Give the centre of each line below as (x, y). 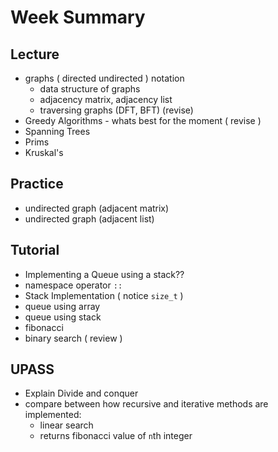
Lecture (35, 54)
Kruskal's (44, 152)
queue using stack (63, 317)
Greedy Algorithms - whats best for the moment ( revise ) (143, 120)
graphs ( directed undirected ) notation (104, 78)
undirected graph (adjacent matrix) (97, 208)
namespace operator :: (73, 285)
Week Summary (78, 17)
